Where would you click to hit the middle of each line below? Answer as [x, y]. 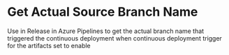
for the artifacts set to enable [49, 45]
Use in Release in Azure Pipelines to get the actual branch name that [106, 31]
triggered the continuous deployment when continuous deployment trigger [114, 38]
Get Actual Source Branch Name [103, 12]
